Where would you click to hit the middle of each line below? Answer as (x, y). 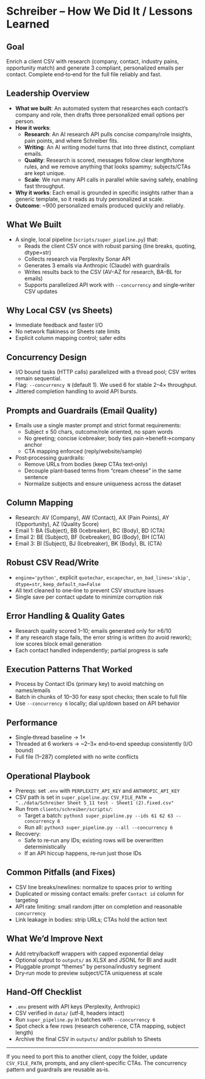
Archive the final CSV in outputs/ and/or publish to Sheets (88, 1039)
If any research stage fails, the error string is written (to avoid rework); (103, 637)
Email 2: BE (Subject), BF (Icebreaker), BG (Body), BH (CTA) (90, 537)
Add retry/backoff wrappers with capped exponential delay (89, 953)
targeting (27, 900)
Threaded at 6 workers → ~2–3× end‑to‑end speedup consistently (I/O (104, 744)
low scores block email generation (58, 644)
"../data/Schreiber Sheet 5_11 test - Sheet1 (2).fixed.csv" (95, 803)
